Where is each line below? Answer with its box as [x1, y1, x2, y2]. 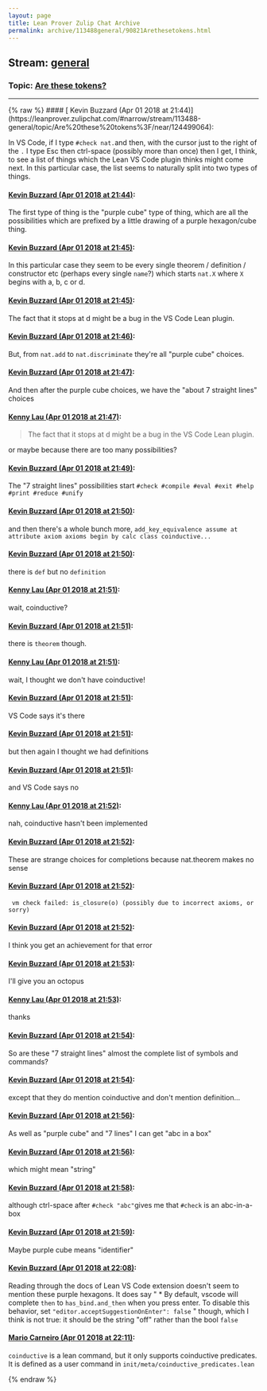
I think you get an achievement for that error [8, 940, 153, 950]
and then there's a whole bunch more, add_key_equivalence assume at [8, 523, 238, 534]
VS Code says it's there [8, 711, 85, 720]
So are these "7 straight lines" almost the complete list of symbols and [8, 1048, 238, 1058]
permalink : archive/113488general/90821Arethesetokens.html [8, 26, 212, 34]
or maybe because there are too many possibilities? [8, 445, 177, 455]
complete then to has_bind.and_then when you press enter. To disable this [8, 1298, 250, 1307]
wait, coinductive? [8, 603, 68, 613]
